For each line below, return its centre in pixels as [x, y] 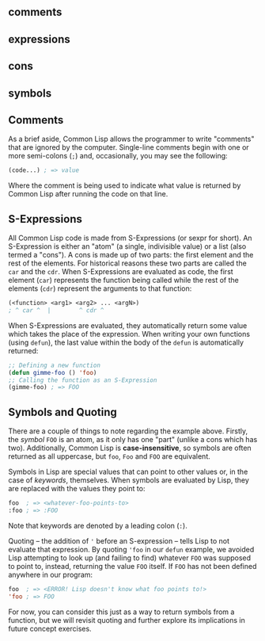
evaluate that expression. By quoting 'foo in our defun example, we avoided [131, 549]
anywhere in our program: [51, 574]
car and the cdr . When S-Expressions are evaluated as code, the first [121, 272]
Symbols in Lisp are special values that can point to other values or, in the [128, 472]
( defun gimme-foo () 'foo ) [53, 372]
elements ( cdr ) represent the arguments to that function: [100, 288]
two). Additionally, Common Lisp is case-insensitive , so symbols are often [130, 448]
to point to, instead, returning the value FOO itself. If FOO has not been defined [132, 566]
